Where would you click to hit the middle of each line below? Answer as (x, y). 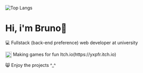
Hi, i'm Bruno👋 (36, 28)
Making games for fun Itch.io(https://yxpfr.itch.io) (64, 54)
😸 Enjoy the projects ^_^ (31, 65)
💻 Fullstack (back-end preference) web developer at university (72, 43)
